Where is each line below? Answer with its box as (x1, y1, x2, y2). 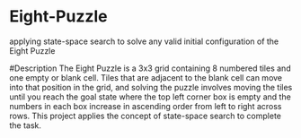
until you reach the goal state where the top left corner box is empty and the (9, 91, 292, 102)
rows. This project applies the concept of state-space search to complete (9, 110, 281, 121)
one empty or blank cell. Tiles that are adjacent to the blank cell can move (9, 72, 283, 82)
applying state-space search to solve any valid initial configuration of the (9, 36, 279, 47)
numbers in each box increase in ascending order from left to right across (9, 100, 282, 111)
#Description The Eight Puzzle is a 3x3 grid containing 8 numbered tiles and (9, 63, 291, 73)
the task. (9, 119, 42, 131)
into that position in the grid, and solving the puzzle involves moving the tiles (9, 82, 293, 92)
